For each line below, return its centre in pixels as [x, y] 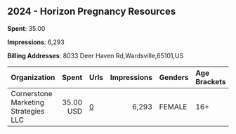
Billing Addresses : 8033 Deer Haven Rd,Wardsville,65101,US [96, 55]
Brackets [211, 81]
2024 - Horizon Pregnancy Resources [92, 12]
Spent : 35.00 [26, 28]
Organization [33, 77]
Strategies [28, 111]
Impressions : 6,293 [36, 42]
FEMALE [173, 107]
